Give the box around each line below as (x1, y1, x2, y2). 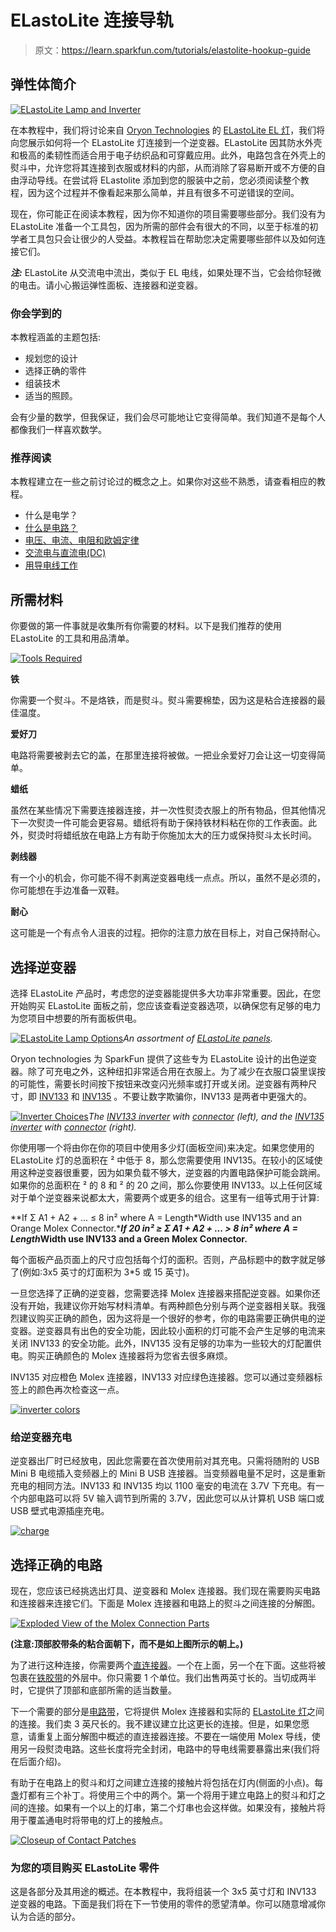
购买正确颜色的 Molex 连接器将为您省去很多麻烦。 (27, 1349, 233, 1361)
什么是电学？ (24, 509, 78, 521)
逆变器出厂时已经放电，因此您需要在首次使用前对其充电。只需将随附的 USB (10, 1455, 320, 1467)
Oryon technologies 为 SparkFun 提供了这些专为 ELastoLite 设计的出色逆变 (10, 1052, 318, 1065)
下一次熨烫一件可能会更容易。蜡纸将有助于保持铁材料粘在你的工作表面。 (10, 817, 308, 829)
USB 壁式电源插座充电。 (10, 1505, 110, 1517)
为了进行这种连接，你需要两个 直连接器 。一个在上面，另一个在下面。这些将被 (10, 1659, 326, 1671)
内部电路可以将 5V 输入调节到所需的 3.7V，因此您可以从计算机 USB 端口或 (18, 1492, 325, 1505)
